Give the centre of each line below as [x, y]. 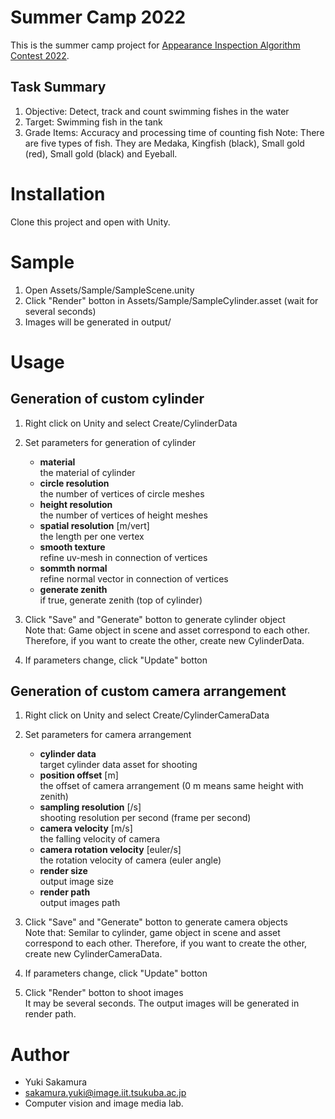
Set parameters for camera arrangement [108, 735]
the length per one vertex [92, 536]
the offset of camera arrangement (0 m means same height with [171, 786]
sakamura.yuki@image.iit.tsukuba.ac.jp [105, 1093]
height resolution [76, 504]
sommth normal [73, 568]
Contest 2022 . [40, 55]
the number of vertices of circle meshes [122, 493]
